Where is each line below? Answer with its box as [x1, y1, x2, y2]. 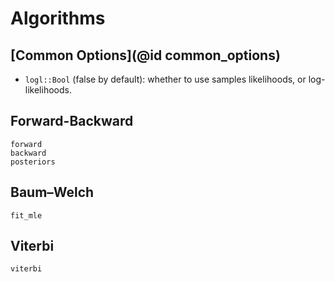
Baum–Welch [10, 184, 95, 201]
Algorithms [10, 7, 106, 30]
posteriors [10, 157, 56, 167]
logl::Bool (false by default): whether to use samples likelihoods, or [24, 73, 307, 85]
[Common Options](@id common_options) [10, 47, 281, 64]
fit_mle [10, 210, 43, 221]
